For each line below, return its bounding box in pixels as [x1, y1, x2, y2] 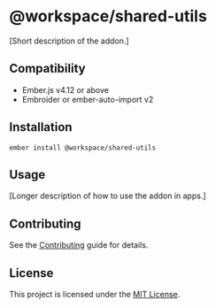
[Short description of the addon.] [9, 35, 130, 46]
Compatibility [9, 61, 86, 76]
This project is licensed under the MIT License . [9, 289, 181, 299]
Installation [9, 119, 73, 135]
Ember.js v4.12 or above [21, 84, 109, 95]
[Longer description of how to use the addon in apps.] [9, 190, 206, 201]
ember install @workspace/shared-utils [9, 143, 157, 152]
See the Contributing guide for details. [9, 240, 149, 250]
